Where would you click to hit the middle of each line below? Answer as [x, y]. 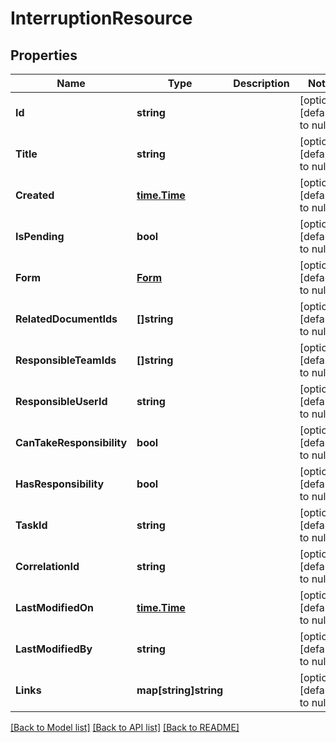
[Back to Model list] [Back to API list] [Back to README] [125, 727]
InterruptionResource [101, 18]
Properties [44, 55]
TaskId [31, 525]
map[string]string [180, 690]
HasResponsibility [60, 484]
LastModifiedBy [54, 649]
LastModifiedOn [55, 607]
